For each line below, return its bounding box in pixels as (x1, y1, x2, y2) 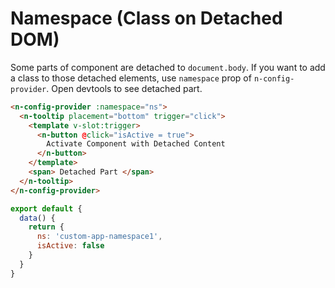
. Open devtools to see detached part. (46, 82, 203, 94)
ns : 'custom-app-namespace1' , (36, 232, 163, 242)
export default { (10, 203, 83, 214)
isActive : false (36, 241, 105, 251)
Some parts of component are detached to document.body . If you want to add (10, 61, 326, 73)
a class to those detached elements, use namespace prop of (10, 72, 252, 84)
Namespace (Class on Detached (10, 7, 283, 30)
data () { (19, 213, 56, 223)
